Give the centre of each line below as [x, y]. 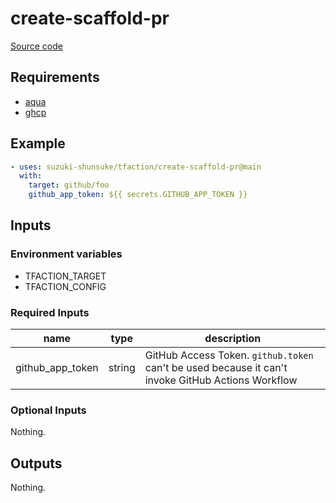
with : [31, 176]
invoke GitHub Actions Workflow [221, 380]
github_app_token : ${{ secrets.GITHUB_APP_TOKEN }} [138, 195]
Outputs [36, 463]
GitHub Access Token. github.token [229, 355]
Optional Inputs [48, 410]
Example [38, 143]
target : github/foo [69, 185]
